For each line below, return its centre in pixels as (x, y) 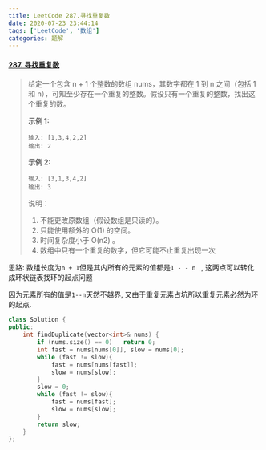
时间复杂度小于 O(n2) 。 (80, 241)
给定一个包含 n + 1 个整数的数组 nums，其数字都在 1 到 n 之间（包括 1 (142, 84)
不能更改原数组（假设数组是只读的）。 (101, 221)
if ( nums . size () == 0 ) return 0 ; (97, 343)
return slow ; (59, 424)
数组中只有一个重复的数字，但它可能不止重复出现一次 (128, 250)
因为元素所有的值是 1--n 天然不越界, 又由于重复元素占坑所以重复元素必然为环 (133, 294)
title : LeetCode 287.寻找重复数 (59, 16)
